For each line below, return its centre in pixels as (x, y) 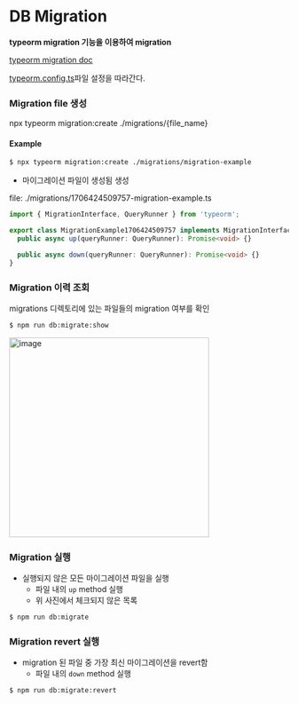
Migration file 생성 (48, 103)
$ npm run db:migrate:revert (63, 691)
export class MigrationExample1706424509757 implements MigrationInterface (152, 231)
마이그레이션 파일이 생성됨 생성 (75, 180)
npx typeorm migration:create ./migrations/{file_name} (109, 123)
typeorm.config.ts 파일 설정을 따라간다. (78, 78)
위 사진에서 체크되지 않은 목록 (86, 600)
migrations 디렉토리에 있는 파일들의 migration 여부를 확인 (110, 308)
